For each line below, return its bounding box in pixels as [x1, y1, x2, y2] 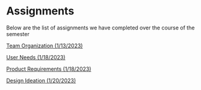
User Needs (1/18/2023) [6, 53, 66, 61]
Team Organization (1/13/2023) [6, 42, 83, 49]
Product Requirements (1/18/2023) [6, 65, 91, 73]
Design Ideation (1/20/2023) [6, 77, 76, 84]
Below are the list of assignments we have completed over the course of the [6, 24, 195, 31]
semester [6, 30, 30, 37]
